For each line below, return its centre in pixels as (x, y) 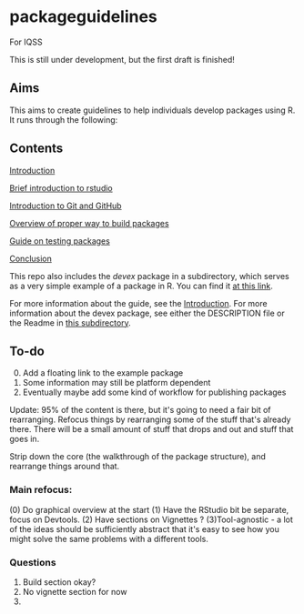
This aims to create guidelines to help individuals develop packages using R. (152, 110)
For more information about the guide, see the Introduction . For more (138, 303)
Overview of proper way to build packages (90, 223)
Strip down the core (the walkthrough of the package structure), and (138, 457)
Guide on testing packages (60, 241)
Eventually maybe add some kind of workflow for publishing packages (154, 392)
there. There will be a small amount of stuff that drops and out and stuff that (152, 429)
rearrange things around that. (65, 467)
